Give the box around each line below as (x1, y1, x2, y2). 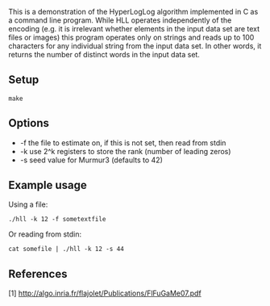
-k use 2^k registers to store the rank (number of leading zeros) (19, 146, 231, 156)
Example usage (8, 178, 87, 192)
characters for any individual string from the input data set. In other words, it (8, 41, 262, 51)
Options (8, 116, 50, 130)
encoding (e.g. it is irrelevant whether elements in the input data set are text (8, 24, 260, 33)
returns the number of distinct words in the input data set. (8, 50, 200, 59)
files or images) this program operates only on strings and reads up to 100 (8, 32, 255, 42)
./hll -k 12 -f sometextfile (8, 216, 106, 224)
